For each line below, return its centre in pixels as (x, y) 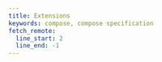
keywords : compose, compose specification (81, 23)
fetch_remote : (32, 31)
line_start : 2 (39, 38)
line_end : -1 (38, 46)
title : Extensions (39, 16)
